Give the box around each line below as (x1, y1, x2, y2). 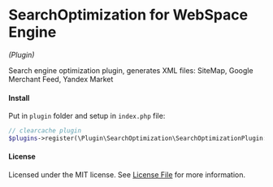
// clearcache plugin (8, 127, 82, 135)
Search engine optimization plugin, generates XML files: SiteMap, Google (8, 65, 253, 75)
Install (8, 93, 30, 102)
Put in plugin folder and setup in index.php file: (8, 111, 166, 121)
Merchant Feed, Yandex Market (8, 74, 114, 84)
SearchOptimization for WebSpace (8, 6, 249, 24)
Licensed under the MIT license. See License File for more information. (8, 170, 246, 180)
